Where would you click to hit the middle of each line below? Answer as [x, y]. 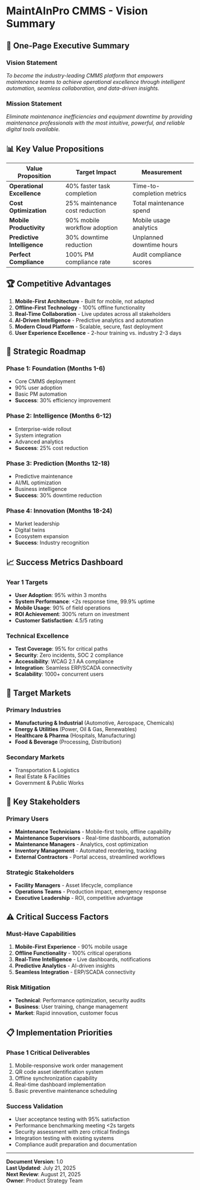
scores [142, 262]
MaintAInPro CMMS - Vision [77, 11]
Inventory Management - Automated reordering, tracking [85, 851]
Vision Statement [32, 63]
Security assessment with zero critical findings [72, 1132]
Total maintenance [158, 203]
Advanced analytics [39, 442]
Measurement [162, 172]
